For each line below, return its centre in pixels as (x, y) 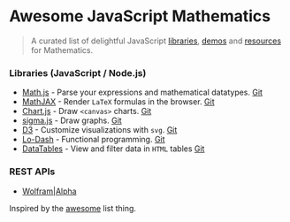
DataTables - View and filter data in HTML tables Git (113, 149)
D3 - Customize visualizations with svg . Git (99, 130)
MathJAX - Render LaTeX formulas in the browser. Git (118, 102)
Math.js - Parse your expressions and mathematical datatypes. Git (142, 92)
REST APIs (32, 172)
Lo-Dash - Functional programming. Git (93, 140)
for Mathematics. (62, 50)
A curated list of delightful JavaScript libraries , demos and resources (156, 41)
